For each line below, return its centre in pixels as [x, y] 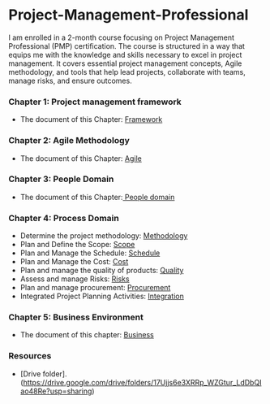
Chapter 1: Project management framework [95, 102]
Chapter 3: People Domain [61, 179]
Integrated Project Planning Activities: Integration [102, 296]
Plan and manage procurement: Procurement [95, 288]
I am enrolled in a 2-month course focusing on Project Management [122, 37]
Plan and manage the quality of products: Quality [102, 271]
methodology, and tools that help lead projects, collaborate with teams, [127, 72]
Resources [30, 356]
